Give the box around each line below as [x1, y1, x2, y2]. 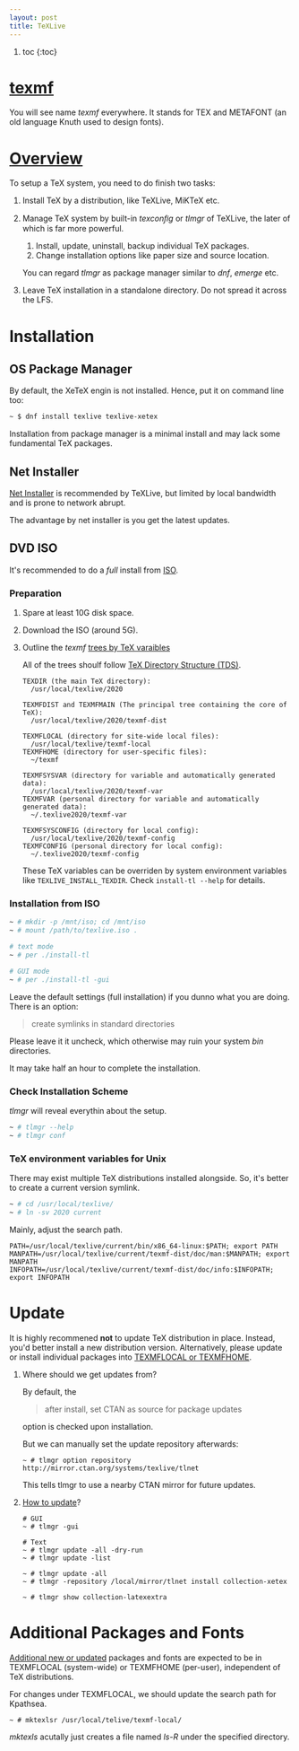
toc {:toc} [21, 46, 58, 57]
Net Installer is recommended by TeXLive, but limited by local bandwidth [9, 488, 277, 499]
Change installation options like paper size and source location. [35, 250, 270, 261]
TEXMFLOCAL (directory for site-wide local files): [21, 732, 219, 741]
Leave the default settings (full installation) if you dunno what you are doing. [9, 991, 290, 1002]
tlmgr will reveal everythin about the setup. [9, 1106, 167, 1116]
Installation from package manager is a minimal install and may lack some [9, 428, 280, 440]
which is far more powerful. [21, 223, 124, 234]
